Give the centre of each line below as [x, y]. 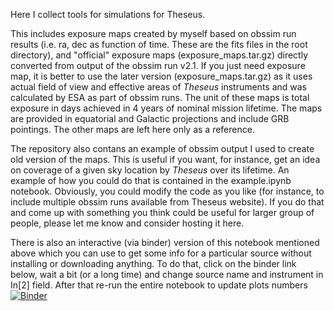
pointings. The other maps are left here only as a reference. [132, 129]
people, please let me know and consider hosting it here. [127, 223]
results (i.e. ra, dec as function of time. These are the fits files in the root [159, 44]
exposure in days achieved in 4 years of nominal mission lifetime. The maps [166, 108]
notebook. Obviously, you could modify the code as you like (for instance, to [167, 191]
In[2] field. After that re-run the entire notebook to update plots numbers [159, 285]
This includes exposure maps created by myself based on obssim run [153, 33]
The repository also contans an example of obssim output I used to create [162, 148]
